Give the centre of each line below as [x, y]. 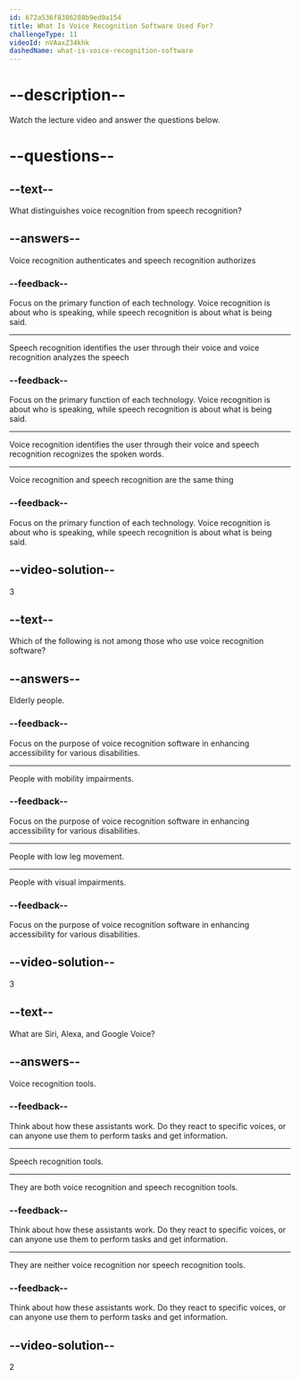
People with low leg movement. [67, 856]
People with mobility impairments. [71, 778]
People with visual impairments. [68, 882]
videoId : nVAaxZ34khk [50, 43]
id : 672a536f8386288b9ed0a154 [66, 17]
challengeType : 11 [43, 34]
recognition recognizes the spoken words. [87, 454]
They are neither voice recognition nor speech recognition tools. [127, 1265]
